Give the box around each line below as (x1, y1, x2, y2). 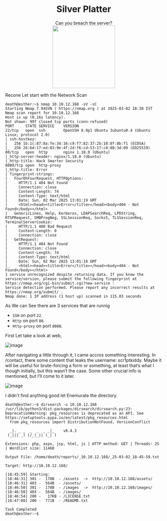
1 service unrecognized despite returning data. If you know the (5, 272, 144, 277)
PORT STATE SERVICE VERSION (5, 123, 79, 128)
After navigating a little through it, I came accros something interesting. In (5, 352, 156, 358)
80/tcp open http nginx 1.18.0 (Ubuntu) (5, 150, 111, 155)
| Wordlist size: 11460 (5, 446, 55, 451)
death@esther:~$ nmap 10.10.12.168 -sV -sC (5, 101, 97, 107)
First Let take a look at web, (5, 332, 62, 338)
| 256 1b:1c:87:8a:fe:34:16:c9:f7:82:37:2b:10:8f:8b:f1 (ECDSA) (5, 141, 146, 146)
